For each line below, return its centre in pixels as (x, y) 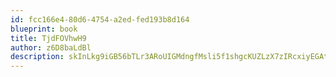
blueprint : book (44, 29)
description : (37, 57)
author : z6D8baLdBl (51, 47)
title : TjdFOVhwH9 (48, 38)
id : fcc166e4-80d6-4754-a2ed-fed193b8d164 (100, 19)
